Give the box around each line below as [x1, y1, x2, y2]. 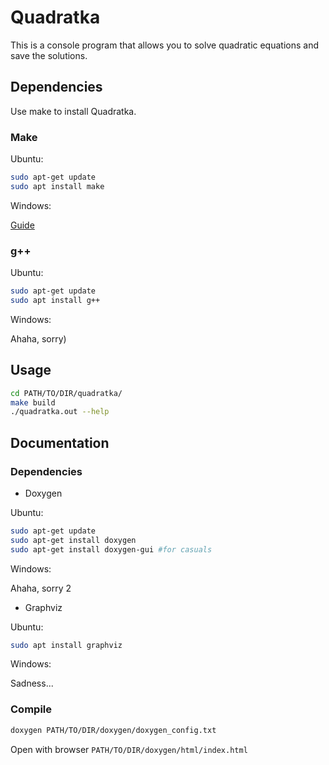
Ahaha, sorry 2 [10, 582, 72, 594]
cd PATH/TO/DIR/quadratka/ [10, 388, 123, 398]
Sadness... [10, 677, 54, 690]
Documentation [10, 434, 110, 451]
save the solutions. [10, 49, 88, 61]
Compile [10, 702, 52, 716]
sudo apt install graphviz [10, 640, 123, 650]
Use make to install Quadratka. [10, 105, 137, 117]
